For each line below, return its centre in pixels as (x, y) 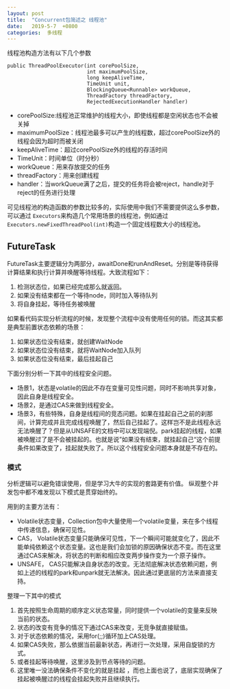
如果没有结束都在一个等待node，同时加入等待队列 (87, 295)
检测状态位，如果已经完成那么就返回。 (71, 287)
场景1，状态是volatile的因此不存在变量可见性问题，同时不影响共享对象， (118, 388)
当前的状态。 (35, 619)
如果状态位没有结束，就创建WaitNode (70, 342)
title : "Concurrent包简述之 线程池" (57, 20)
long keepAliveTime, (116, 78)
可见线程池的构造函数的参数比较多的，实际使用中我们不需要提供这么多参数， (115, 207)
